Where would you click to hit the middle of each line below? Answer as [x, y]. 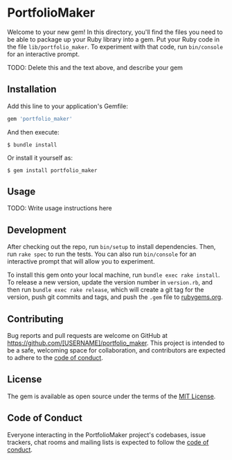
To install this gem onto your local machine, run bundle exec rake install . [114, 275]
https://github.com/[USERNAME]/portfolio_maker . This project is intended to [116, 343]
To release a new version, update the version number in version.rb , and [110, 282]
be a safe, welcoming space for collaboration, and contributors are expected [116, 350]
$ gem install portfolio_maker [52, 170]
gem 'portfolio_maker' [40, 119]
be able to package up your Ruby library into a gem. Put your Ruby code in [114, 39]
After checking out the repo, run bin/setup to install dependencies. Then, [111, 247]
